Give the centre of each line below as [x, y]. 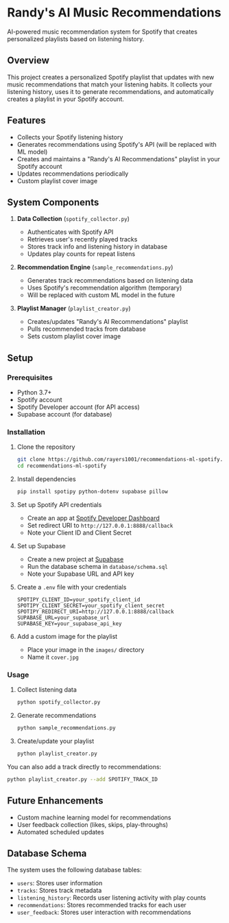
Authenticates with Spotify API [70, 232]
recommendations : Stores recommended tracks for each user [101, 905]
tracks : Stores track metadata [59, 891]
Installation [26, 432]
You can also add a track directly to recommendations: [84, 767]
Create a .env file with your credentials [72, 587]
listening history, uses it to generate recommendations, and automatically [110, 91]
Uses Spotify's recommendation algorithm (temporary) [105, 288]
